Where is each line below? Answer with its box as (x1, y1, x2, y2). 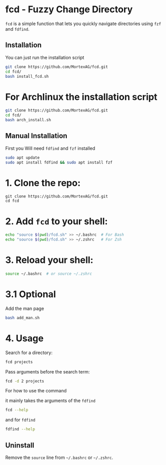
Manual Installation (5, 131, 68, 140)
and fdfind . (5, 26, 30, 32)
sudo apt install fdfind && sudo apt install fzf (5, 160, 113, 165)
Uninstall (5, 441, 35, 450)
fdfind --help (5, 427, 36, 432)
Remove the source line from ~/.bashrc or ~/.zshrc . (5, 454, 114, 460)
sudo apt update (5, 155, 40, 160)
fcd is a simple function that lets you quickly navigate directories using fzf (5, 20, 161, 27)
